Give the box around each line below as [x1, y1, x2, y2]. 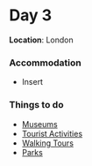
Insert [21, 77, 44, 87]
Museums [21, 118, 59, 129]
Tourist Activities [21, 128, 83, 139]
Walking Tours [21, 138, 74, 148]
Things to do [9, 99, 64, 111]
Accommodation [9, 57, 81, 69]
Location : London [9, 34, 74, 45]
